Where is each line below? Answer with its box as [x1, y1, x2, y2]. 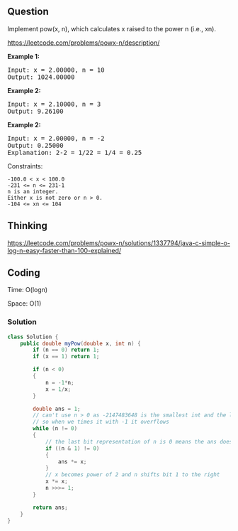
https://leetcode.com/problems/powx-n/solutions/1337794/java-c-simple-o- [7, 238, 230, 247]
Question [7, 6, 49, 18]
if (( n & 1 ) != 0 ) [45, 444, 100, 452]
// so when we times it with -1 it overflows [33, 419, 170, 426]
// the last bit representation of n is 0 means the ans [45, 438, 217, 445]
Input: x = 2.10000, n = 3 [7, 100, 101, 108]
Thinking [7, 220, 48, 232]
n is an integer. [7, 188, 59, 195]
